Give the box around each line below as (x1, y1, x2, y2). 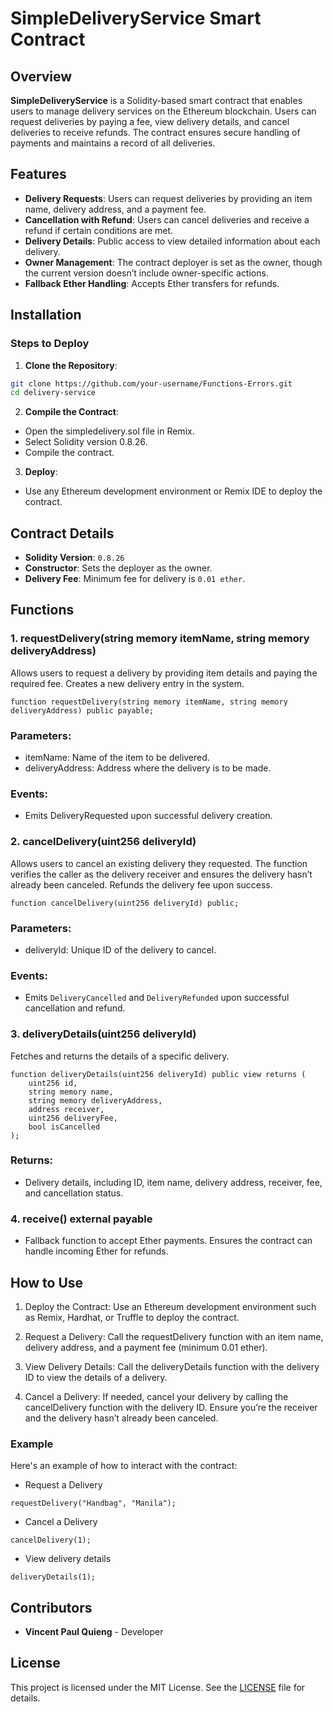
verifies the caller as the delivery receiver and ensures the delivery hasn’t (10, 868, 313, 880)
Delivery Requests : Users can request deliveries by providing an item (24, 192, 313, 204)
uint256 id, (28, 1078, 78, 1088)
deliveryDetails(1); (10, 1572, 97, 1582)
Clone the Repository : (24, 359, 118, 371)
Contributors (10, 1599, 93, 1616)
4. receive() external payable (10, 1212, 153, 1226)
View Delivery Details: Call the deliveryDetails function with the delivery (24, 1360, 320, 1372)
